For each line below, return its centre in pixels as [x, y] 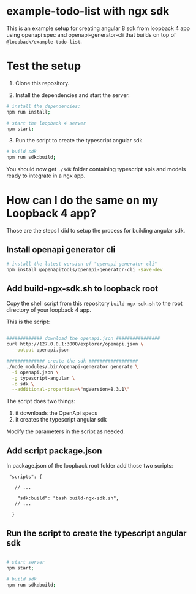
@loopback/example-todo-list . [44, 41]
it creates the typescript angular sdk [61, 420]
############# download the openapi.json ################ [83, 339]
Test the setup [44, 66]
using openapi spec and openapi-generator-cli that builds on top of [91, 34]
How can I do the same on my [82, 200]
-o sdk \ [23, 384]
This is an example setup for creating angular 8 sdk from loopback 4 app [98, 28]
